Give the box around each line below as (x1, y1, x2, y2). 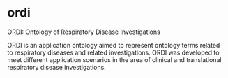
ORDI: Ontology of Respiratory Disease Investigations (7, 28, 160, 36)
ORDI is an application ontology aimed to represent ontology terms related (7, 41, 220, 49)
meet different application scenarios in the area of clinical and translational (7, 55, 222, 64)
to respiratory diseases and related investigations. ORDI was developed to (7, 48, 220, 57)
